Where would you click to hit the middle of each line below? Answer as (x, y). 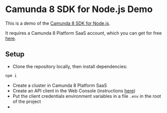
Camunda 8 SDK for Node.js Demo (79, 9)
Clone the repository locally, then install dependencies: (70, 66)
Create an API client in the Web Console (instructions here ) (74, 91)
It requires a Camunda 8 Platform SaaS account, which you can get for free (83, 33)
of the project (27, 101)
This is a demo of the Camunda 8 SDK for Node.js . (58, 23)
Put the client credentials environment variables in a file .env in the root (87, 96)
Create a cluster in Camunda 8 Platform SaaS (60, 85)
